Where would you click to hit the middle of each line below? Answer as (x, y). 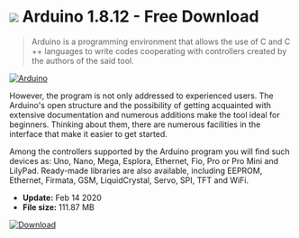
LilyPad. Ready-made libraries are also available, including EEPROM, (136, 170)
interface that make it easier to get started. (89, 133)
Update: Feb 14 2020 (62, 197)
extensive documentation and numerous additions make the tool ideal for (145, 114)
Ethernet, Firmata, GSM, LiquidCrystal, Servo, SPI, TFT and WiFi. (129, 180)
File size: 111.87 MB (58, 207)
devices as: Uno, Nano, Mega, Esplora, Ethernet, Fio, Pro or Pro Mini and (144, 160)
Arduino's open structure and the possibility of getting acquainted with (140, 105)
